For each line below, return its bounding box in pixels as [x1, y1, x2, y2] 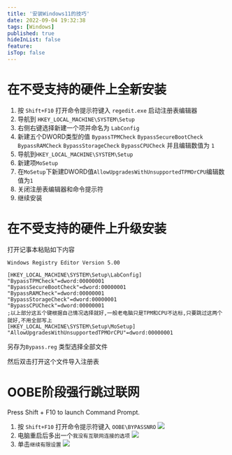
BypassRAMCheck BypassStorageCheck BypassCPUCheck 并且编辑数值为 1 [17, 141, 215, 149]
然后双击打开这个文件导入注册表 [7, 357, 99, 365]
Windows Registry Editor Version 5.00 [7, 259, 120, 266]
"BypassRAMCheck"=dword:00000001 [7, 290, 105, 297]
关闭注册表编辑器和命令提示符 [17, 185, 103, 193]
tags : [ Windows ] [7, 23, 55, 30]
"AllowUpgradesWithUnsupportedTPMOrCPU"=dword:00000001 [7, 329, 173, 336]
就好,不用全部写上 [7, 316, 52, 324]
